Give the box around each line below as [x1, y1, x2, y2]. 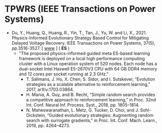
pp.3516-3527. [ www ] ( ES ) [11, 45, 70, 51]
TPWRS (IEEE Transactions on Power [4, 3, 156, 15]
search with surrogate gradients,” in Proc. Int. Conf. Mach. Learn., [26, 117, 158, 123]
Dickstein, [26, 112, 47, 118]
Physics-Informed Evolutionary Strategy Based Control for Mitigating [11, 35, 149, 41]
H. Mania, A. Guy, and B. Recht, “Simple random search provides [26, 91, 156, 98]
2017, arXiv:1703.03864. [26, 86, 74, 92]
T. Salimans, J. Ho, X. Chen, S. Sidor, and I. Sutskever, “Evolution [26, 76, 156, 82]
